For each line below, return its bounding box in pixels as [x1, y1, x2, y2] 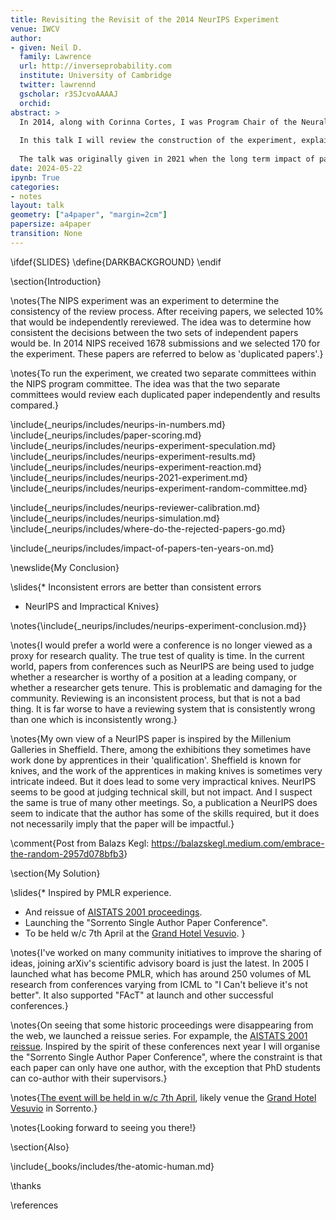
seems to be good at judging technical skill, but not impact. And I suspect [10, 786, 313, 798]
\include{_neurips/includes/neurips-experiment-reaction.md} [10, 461, 263, 473]
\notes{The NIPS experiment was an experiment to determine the [10, 294, 280, 306]
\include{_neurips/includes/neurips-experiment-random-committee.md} [10, 482, 308, 494]
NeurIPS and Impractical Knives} [24, 600, 160, 612]
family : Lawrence [19, 52, 92, 62]
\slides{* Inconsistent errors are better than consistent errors [10, 581, 262, 593]
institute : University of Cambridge [19, 71, 172, 81]
